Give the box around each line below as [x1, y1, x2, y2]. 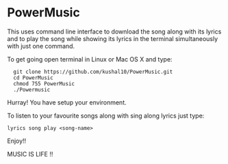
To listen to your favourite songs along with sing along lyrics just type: [7, 111, 205, 120]
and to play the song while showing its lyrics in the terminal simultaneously [7, 34, 218, 42]
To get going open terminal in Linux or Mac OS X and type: [7, 55, 173, 63]
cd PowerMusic [13, 74, 53, 81]
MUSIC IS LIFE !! [7, 150, 53, 158]
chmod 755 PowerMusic [13, 80, 75, 87]
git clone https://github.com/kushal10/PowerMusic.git [13, 68, 173, 75]
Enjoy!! [7, 137, 27, 145]
